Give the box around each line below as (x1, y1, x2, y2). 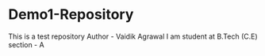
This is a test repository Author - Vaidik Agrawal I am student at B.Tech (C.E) (8, 32, 258, 41)
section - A (8, 39, 45, 49)
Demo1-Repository (8, 6, 134, 24)
